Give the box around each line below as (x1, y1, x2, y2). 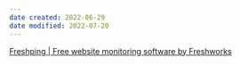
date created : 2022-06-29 (9, 12, 105, 22)
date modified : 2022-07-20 (9, 21, 109, 30)
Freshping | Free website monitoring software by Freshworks (9, 45, 232, 56)
